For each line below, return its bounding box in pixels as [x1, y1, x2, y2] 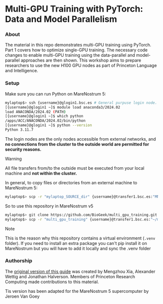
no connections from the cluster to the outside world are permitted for [5, 141, 149, 147]
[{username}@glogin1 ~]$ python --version [5, 123, 92, 128]
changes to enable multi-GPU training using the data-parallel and [5, 52, 135, 58]
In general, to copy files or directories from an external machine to [5, 179, 137, 185]
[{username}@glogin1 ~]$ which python [5, 114, 83, 119]
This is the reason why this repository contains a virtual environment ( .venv [5, 235, 155, 241]
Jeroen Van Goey [5, 293, 40, 299]
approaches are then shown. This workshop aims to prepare [20, 57, 142, 64]
